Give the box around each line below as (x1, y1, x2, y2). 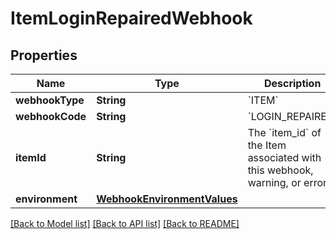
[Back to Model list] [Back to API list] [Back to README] (10, 218, 240, 229)
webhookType (15, 93, 85, 107)
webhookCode (15, 110, 87, 123)
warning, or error (247, 176, 328, 189)
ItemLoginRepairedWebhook (10, 7, 253, 30)
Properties (10, 47, 78, 64)
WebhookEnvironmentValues (96, 192, 238, 206)
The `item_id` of (247, 126, 322, 139)
